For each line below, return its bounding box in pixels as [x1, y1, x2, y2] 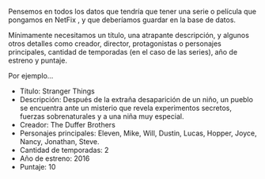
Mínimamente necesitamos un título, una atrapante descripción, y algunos [8, 31, 249, 40]
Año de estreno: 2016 [19, 154, 90, 163]
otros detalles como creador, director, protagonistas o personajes [8, 39, 221, 48]
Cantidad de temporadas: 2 [19, 146, 109, 154]
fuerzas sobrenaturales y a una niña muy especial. [19, 112, 184, 121]
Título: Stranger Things [19, 86, 95, 96]
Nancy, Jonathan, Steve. [19, 137, 100, 146]
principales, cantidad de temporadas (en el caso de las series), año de [8, 48, 238, 56]
